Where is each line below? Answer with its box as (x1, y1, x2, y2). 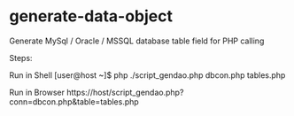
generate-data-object (9, 6, 173, 27)
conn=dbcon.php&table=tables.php (9, 96, 139, 107)
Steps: (9, 52, 33, 63)
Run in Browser (9, 87, 65, 97)
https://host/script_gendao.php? (66, 87, 184, 97)
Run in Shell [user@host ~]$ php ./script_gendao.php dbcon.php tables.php (9, 69, 286, 81)
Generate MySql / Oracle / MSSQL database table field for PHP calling (9, 35, 265, 46)
